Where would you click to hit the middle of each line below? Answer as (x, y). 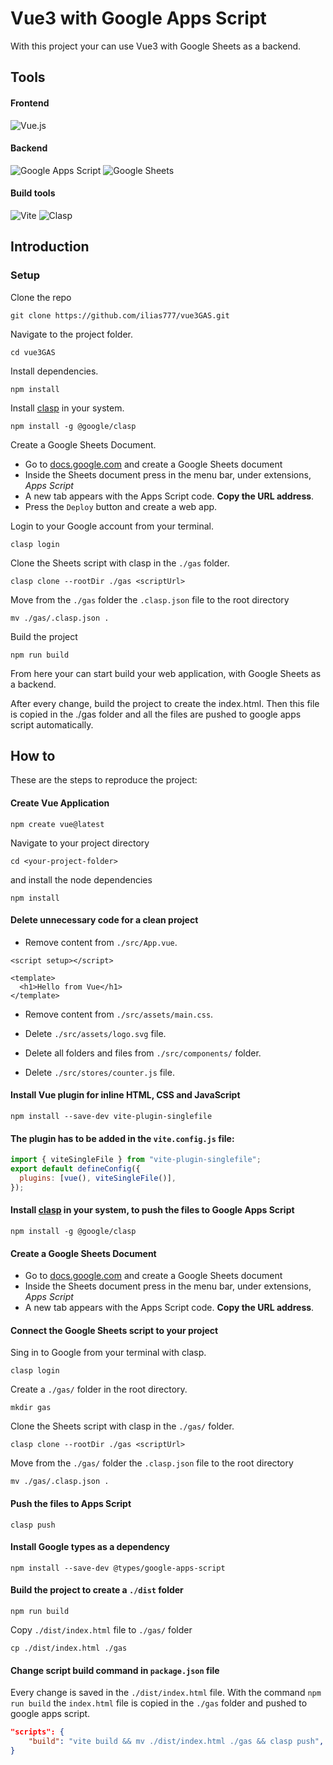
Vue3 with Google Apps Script (138, 18)
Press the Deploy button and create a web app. (121, 506)
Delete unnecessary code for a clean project (104, 920)
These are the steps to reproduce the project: (104, 780)
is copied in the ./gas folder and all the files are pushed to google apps (156, 714)
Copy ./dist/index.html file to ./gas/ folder (101, 1629)
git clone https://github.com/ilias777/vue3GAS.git (120, 315)
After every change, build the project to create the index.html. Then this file (165, 703)
